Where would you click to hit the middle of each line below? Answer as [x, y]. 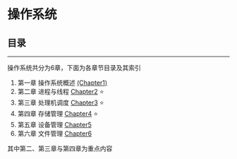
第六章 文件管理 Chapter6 [55, 134]
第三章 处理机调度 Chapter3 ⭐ [61, 102]
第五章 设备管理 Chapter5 [54, 125]
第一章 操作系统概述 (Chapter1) [62, 83]
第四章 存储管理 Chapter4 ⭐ [58, 113]
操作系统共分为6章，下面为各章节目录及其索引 [74, 67]
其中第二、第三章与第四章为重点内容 [60, 148]
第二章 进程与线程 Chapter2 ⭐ [61, 92]
